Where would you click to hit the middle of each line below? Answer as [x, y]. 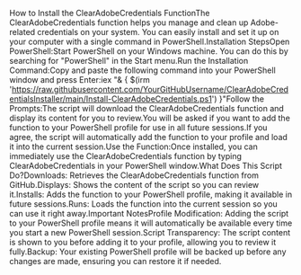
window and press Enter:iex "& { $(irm [80, 80]
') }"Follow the [238, 99]
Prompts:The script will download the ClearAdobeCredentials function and [147, 108]
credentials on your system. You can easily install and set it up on [158, 32]
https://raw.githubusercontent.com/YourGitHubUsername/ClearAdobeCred [150, 89]
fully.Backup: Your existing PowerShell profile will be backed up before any [148, 252]
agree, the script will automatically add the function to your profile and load [148, 137]
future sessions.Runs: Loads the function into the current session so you [144, 204]
